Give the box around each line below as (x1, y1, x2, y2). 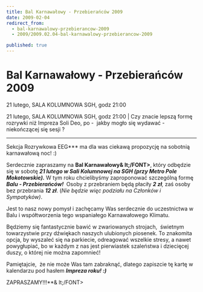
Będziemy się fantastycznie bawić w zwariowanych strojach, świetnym (6, 223, 184, 230)
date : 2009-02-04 (6, 15, 50, 21)
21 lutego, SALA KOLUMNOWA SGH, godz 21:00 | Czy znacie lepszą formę (6, 112, 193, 120)
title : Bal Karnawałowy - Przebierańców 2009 (6, 8, 123, 15)
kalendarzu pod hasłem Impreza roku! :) (6, 267, 107, 274)
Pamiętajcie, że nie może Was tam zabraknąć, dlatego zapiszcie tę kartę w (6, 261, 193, 268)
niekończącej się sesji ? (6, 125, 65, 133)
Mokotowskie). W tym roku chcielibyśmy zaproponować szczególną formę (6, 174, 194, 181)
